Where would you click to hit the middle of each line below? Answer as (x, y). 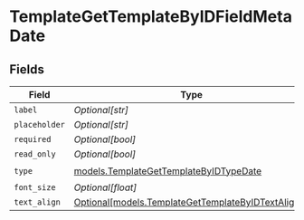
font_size (35, 187)
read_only (35, 154)
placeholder (40, 124)
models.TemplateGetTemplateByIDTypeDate (168, 171)
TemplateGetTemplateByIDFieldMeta (151, 17)
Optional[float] (105, 187)
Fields (27, 69)
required (33, 139)
